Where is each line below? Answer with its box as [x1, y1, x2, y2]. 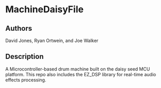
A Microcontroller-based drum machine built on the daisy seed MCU [5, 65, 150, 72]
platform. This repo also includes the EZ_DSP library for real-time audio [5, 71, 156, 77]
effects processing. [5, 77, 46, 83]
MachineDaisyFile [5, 4, 84, 15]
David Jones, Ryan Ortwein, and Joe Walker [5, 37, 99, 43]
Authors [5, 24, 32, 33]
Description [5, 52, 44, 61]
